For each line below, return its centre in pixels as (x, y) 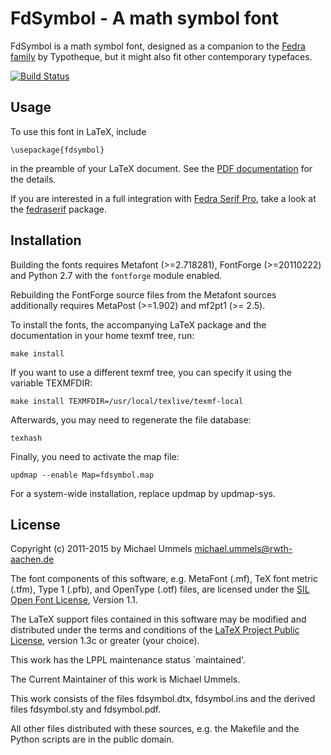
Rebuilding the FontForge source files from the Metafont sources (143, 294)
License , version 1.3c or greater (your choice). (105, 641)
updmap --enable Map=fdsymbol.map (82, 475)
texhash (26, 438)
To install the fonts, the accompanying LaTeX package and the (138, 324)
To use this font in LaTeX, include (78, 131)
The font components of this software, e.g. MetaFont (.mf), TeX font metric (164, 579)
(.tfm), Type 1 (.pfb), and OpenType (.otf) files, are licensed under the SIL (160, 589)
